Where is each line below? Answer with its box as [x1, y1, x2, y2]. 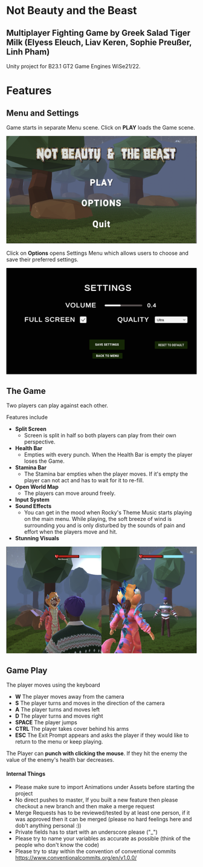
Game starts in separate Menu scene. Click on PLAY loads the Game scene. [6, 124, 195, 131]
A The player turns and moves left [14, 705, 100, 713]
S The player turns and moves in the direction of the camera [14, 699, 165, 707]
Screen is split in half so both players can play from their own [24, 432, 176, 439]
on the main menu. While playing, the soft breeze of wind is [24, 515, 172, 523]
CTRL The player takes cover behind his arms [14, 725, 129, 732]
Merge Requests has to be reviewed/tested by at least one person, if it [14, 809, 190, 817]
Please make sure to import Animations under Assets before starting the [14, 784, 195, 791]
